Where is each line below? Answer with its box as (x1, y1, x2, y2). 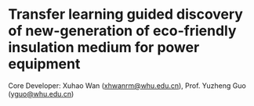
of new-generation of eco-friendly (8, 22, 237, 40)
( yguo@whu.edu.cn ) (8, 89, 74, 98)
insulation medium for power (8, 39, 200, 56)
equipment (8, 55, 81, 73)
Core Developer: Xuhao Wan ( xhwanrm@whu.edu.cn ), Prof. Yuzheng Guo (8, 80, 247, 90)
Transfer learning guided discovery (8, 5, 243, 23)
